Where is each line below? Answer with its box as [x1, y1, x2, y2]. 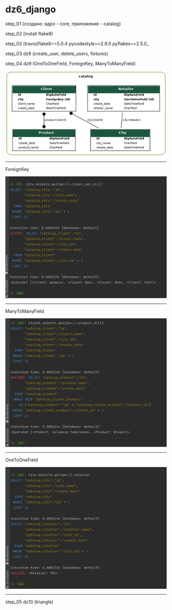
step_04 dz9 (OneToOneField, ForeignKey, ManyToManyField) [5, 60, 136, 66]
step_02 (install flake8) [5, 30, 53, 36]
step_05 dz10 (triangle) [5, 599, 54, 605]
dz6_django [5, 4, 56, 15]
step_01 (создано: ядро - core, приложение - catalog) [5, 21, 121, 27]
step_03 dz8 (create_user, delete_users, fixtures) [5, 50, 109, 57]
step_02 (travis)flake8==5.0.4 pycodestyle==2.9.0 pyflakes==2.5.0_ [5, 40, 149, 47]
